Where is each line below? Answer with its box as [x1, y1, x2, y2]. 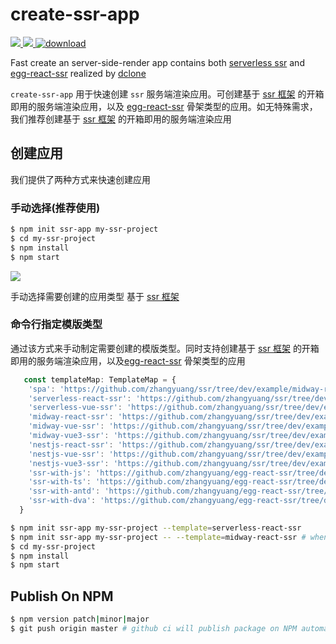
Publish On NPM [10, 588, 114, 605]
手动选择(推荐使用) [10, 201, 101, 215]
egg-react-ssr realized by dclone [10, 67, 147, 79]
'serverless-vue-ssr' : [28, 403, 123, 413]
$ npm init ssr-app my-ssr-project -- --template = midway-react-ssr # [10, 532, 307, 542]
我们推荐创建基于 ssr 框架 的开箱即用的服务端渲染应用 [10, 113, 232, 125]
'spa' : [28, 384, 56, 394]
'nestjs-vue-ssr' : [28, 449, 105, 459]
